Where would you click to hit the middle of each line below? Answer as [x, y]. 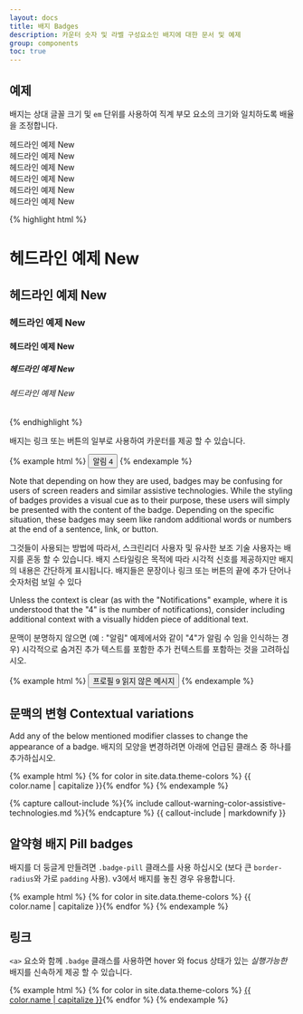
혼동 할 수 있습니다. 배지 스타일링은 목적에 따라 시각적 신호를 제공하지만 [151, 559]
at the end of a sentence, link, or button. [84, 529]
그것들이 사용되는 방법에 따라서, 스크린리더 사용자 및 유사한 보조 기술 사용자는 [146, 547]
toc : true [28, 52]
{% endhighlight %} [46, 421]
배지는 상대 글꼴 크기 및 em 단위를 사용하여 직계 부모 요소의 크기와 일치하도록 [143, 113]
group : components [44, 43]
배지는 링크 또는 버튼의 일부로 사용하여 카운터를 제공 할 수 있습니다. [128, 440]
